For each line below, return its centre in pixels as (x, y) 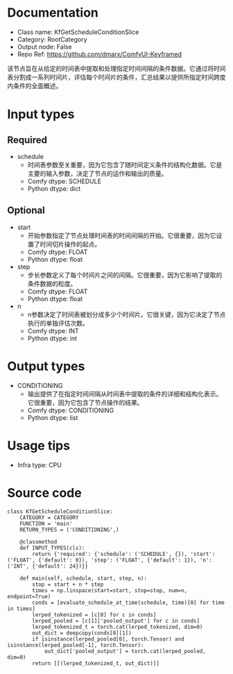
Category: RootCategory (52, 39)
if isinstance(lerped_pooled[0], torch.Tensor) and (109, 639)
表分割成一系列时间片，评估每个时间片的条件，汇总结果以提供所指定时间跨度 (116, 77)
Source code (44, 492)
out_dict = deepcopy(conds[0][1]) (82, 633)
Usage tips (39, 445)
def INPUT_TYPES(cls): (52, 548)
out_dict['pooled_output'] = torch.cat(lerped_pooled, (125, 651)
